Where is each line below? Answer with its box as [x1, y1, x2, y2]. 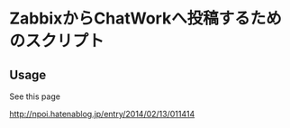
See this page [9, 91, 61, 102]
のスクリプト [9, 31, 105, 51]
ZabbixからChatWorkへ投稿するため [9, 8, 282, 29]
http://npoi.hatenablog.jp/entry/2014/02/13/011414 [9, 109, 195, 119]
